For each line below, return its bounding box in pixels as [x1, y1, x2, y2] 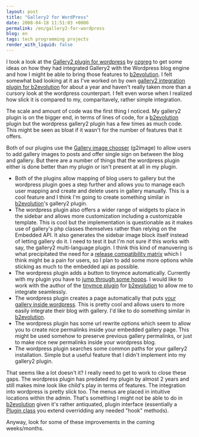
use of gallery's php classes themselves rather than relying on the [14, 225, 177, 232]
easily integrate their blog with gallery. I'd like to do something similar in [14, 307, 190, 314]
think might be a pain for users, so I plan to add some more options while [14, 256, 194, 264]
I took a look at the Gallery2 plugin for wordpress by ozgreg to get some [6, 58, 182, 65]
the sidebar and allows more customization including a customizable [14, 212, 183, 220]
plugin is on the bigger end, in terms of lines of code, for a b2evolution [6, 113, 179, 121]
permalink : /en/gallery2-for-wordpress [6, 25, 105, 31]
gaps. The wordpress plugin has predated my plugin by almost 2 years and [6, 375, 189, 382]
